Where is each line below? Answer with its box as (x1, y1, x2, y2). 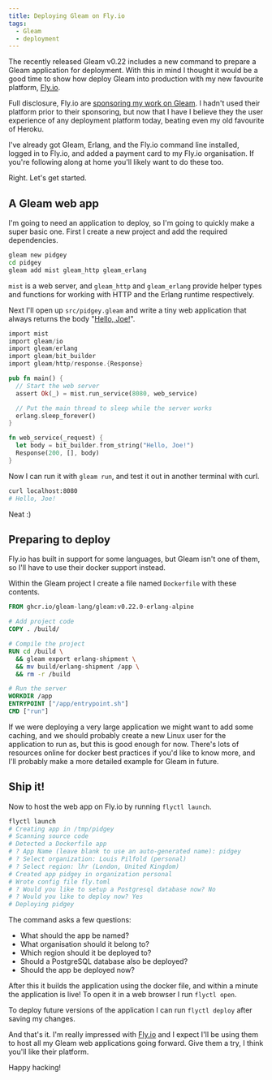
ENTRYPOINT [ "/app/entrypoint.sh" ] (8, 700, 129, 708)
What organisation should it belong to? (19, 940, 150, 949)
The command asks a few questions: (8, 915, 132, 925)
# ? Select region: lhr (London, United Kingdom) (8, 862, 180, 870)
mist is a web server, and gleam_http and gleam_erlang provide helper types (8, 281, 262, 291)
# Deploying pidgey (8, 901, 75, 909)
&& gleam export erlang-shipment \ (15, 654, 136, 663)
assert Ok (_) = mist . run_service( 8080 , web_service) (15, 389, 198, 398)
